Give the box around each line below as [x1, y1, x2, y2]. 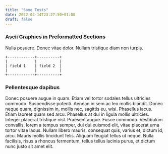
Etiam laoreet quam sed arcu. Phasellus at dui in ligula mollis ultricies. [5, 111, 150, 117]
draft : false [5, 17, 33, 22]
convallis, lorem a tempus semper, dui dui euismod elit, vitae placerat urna [5, 122, 160, 128]
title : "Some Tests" [5, 7, 49, 13]
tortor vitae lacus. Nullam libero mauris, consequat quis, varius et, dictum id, [5, 127, 164, 133]
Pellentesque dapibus [5, 84, 60, 91]
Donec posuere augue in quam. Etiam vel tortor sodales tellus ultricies [5, 95, 151, 101]
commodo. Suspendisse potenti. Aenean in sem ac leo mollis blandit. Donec [5, 100, 163, 106]
